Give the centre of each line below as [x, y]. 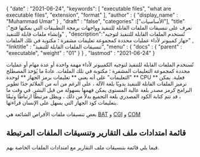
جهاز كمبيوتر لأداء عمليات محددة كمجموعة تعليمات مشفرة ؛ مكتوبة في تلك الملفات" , [100, 40]
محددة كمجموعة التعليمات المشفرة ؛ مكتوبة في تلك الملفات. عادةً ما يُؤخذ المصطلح [98, 71]
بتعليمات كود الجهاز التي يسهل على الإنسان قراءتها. [62, 103]
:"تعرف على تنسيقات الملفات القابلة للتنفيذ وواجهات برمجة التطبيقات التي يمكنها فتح [99, 27]
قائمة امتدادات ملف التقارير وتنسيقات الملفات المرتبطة [96, 133]
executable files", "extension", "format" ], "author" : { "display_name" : [92, 15]
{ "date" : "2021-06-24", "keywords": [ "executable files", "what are [89, 9]
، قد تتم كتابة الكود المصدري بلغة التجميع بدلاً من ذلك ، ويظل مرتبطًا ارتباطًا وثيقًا [94, 96]
